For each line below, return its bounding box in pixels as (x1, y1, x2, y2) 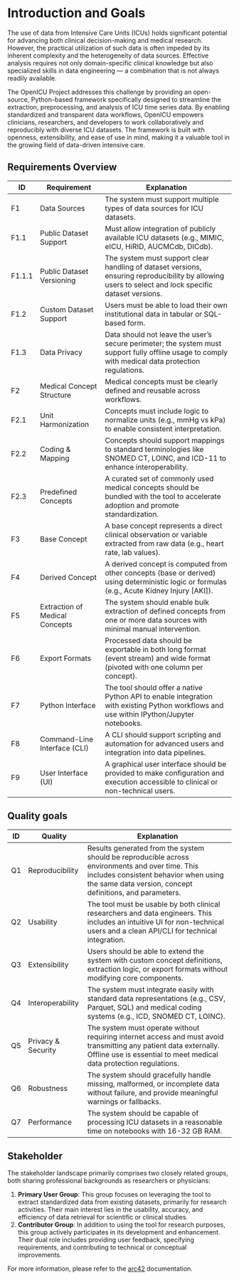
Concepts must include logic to (105, 406, 209, 416)
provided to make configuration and (105, 768, 225, 778)
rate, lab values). (105, 547, 161, 557)
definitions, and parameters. (87, 887, 181, 897)
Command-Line (40, 734, 94, 744)
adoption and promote (105, 500, 179, 510)
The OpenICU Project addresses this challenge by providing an (7, 88, 192, 96)
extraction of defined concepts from (105, 606, 226, 616)
